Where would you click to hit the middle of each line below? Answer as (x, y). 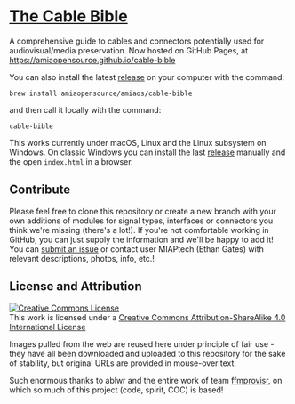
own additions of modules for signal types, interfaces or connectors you (141, 221)
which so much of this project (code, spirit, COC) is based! (116, 390)
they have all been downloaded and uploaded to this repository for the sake (147, 353)
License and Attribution (76, 287)
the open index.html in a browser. (71, 161)
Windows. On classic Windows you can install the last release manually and (147, 152)
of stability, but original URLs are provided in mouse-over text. (123, 363)
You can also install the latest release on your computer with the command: (147, 77)
